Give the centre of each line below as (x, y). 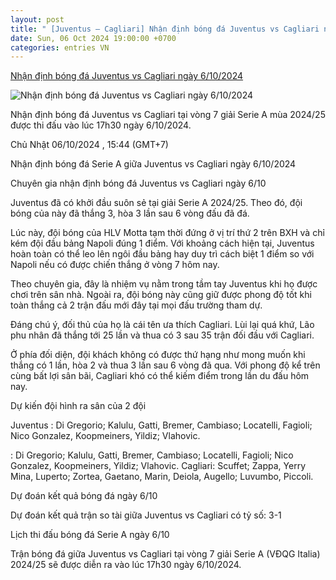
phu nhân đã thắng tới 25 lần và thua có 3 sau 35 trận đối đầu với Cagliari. (162, 335)
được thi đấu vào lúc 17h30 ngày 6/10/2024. (101, 125)
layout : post (37, 19)
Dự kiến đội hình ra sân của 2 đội (78, 406)
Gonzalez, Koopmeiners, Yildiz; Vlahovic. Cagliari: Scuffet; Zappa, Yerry (158, 466)
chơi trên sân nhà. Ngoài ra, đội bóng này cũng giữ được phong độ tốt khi (161, 295)
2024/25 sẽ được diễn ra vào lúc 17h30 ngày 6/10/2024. (126, 565)
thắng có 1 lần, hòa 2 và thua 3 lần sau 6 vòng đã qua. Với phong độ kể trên (165, 365)
